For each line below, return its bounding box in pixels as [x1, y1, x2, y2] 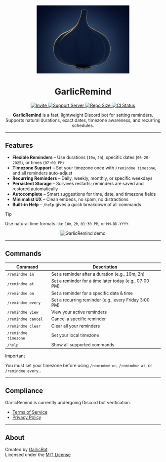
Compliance [5, 386, 43, 395]
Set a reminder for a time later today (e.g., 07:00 [51, 278, 150, 284]
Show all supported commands [51, 342, 115, 347]
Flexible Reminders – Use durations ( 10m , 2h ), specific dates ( [12, 154, 137, 161]
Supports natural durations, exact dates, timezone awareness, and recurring [5, 117, 161, 123]
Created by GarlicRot [5, 447, 48, 453]
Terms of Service [12, 409, 48, 415]
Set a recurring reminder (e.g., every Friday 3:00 [51, 297, 150, 303]
